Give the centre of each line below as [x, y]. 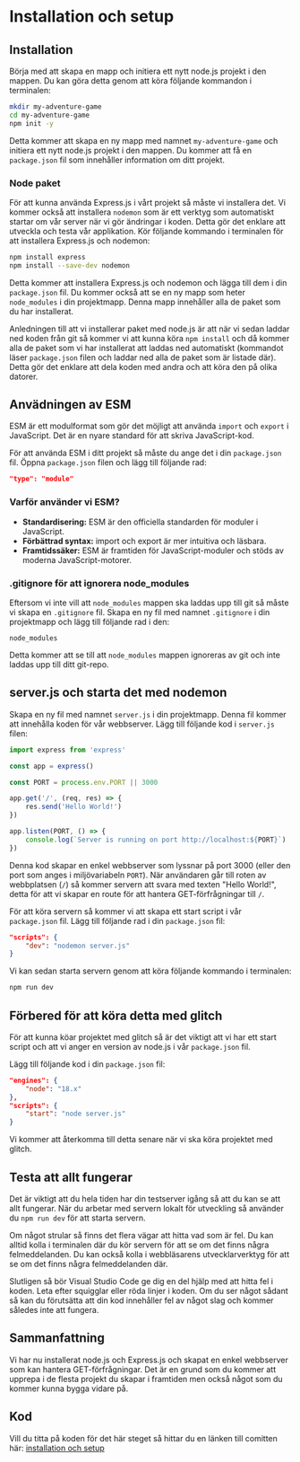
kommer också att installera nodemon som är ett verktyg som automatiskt [142, 212]
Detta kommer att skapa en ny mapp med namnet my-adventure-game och [144, 140]
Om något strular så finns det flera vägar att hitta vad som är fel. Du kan [141, 1236]
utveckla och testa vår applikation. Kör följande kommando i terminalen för [146, 231]
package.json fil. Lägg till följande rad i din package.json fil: [117, 920]
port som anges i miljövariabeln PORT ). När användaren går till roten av [138, 875]
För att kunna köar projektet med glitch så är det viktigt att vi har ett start [143, 1037]
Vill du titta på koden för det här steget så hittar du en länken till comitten [143, 1438]
